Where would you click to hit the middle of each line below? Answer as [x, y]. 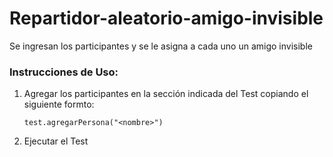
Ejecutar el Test [56, 141]
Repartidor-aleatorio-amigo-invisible [166, 18]
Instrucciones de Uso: [64, 72]
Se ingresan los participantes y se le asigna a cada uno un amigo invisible [161, 46]
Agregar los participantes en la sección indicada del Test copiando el [166, 94]
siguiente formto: [59, 104]
